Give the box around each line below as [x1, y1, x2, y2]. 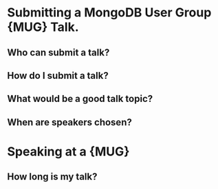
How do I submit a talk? [7, 70, 109, 81]
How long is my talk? [7, 171, 98, 183]
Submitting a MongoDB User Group [7, 5, 212, 21]
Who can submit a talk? [7, 47, 110, 58]
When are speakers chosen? [7, 116, 132, 128]
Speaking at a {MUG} [7, 144, 130, 159]
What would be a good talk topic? [7, 93, 153, 105]
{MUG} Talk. [7, 19, 79, 35]
